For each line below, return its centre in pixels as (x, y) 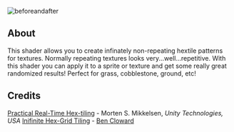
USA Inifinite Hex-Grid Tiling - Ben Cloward (71, 121)
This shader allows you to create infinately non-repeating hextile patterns (115, 51)
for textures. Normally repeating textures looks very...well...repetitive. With (117, 58)
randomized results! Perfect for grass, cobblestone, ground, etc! (102, 73)
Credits (24, 96)
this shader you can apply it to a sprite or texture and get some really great (117, 66)
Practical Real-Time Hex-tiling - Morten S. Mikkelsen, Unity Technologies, (115, 113)
